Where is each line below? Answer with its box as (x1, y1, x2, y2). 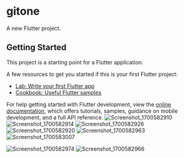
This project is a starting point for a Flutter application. (6, 58, 144, 66)
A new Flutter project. (6, 24, 61, 32)
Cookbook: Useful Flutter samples (15, 89, 102, 96)
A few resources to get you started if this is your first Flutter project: (6, 70, 178, 78)
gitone (6, 4, 40, 18)
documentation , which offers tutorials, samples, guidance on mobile (6, 107, 178, 115)
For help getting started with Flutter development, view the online (6, 100, 172, 108)
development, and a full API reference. (6, 113, 104, 121)
